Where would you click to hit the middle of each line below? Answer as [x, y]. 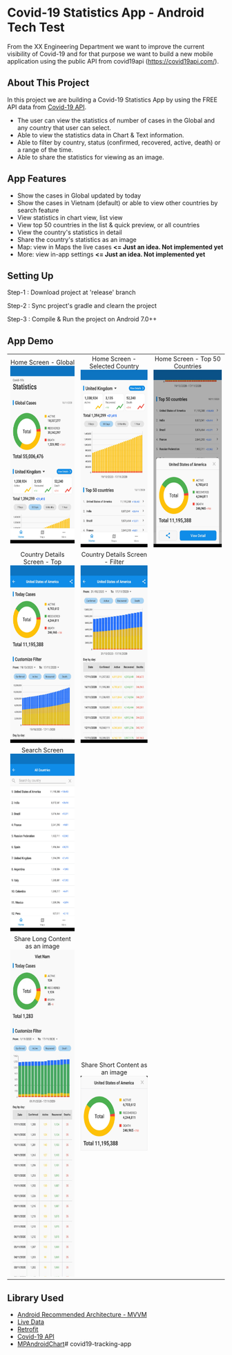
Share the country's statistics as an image [77, 239]
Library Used [36, 1298]
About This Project [48, 83]
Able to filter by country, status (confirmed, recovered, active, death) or [119, 142]
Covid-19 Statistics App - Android [106, 13]
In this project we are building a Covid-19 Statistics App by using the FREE [112, 100]
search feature [38, 210]
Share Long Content [42, 938]
